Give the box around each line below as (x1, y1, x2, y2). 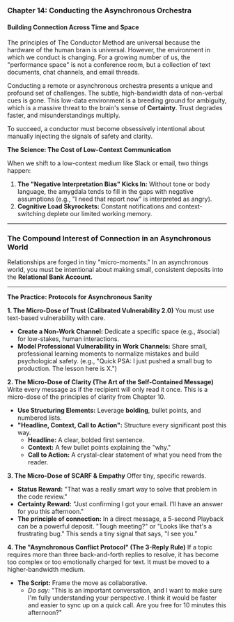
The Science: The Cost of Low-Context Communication (7, 146, 171, 154)
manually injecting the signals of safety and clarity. (7, 132, 153, 141)
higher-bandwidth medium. (7, 566, 86, 574)
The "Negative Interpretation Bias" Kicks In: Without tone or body (17, 180, 210, 188)
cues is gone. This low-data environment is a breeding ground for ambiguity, (7, 96, 227, 105)
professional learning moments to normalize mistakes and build (17, 349, 200, 358)
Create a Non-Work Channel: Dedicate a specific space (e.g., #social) (17, 327, 221, 336)
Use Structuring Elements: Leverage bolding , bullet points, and (17, 407, 201, 415)
